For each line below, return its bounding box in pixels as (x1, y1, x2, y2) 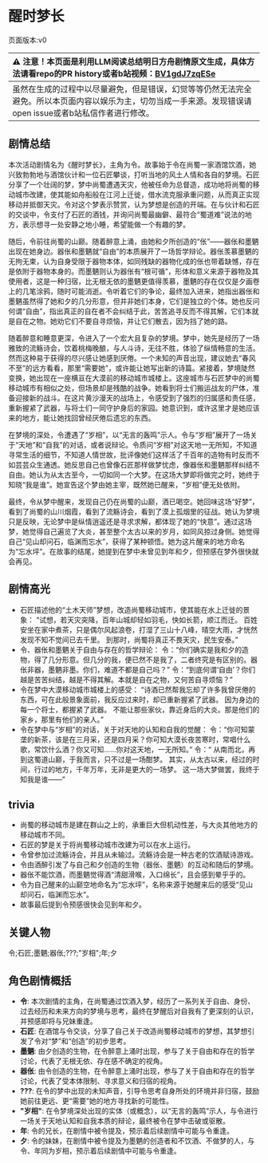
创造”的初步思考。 (71, 1036, 131, 1046)
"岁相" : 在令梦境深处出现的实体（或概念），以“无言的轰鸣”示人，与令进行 (19, 1106, 258, 1115)
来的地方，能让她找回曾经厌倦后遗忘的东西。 (8, 412, 156, 423)
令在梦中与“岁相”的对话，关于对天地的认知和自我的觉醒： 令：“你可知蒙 (19, 724, 255, 734)
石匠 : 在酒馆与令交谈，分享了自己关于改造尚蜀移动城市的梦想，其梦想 (19, 1027, 248, 1035)
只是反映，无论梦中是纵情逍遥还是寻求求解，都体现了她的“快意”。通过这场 (8, 516, 253, 526)
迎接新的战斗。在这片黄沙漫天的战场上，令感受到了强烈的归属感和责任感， (14, 392, 260, 403)
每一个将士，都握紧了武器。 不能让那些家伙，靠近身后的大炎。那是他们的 (19, 704, 260, 714)
